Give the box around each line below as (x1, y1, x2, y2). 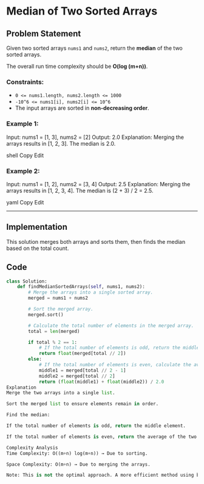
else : (28, 356, 42, 362)
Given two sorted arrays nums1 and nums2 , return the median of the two (6, 44, 183, 52)
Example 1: (6, 119, 39, 128)
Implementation (6, 222, 68, 232)
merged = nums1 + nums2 (28, 295, 88, 301)
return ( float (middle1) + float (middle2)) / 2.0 (38, 378, 165, 385)
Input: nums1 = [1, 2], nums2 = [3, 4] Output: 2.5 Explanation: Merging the (6, 180, 191, 187)
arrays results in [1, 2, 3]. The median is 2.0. (6, 139, 116, 147)
